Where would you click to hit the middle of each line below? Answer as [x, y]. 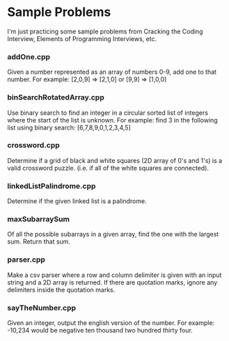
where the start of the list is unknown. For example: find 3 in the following [112, 120]
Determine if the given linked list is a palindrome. [77, 201]
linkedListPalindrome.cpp [52, 186]
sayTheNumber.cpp [42, 308]
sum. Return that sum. [39, 241]
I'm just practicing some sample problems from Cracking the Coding [105, 31]
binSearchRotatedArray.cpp [56, 97]
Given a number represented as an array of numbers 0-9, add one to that [112, 72]
